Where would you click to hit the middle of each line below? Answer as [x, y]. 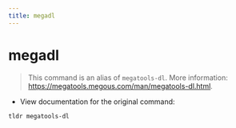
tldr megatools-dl [39, 116]
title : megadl [32, 16]
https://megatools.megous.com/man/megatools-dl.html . [120, 86]
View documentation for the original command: [97, 102]
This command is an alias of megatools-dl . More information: [128, 78]
